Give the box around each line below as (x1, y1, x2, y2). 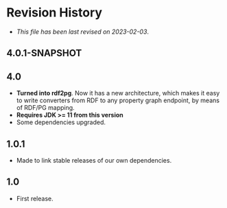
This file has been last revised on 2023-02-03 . (16, 27, 149, 36)
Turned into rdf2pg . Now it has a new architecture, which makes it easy (16, 89, 220, 97)
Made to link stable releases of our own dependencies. (16, 156, 172, 164)
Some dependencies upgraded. (16, 118, 106, 126)
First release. (16, 194, 53, 203)
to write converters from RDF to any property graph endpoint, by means (16, 96, 220, 104)
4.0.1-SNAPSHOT (6, 47, 82, 59)
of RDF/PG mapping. (16, 104, 75, 112)
